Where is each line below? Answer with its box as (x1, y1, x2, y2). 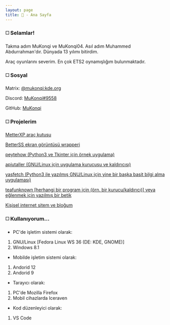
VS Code (12, 315, 32, 321)
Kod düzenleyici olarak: (12, 304, 62, 311)
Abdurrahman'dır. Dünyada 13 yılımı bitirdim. (5, 48, 99, 54)
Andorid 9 (12, 270, 34, 276)
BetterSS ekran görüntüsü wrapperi (5, 141, 80, 148)
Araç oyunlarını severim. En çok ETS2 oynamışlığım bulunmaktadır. (5, 58, 146, 65)
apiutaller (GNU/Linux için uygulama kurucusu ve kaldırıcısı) (5, 161, 132, 168)
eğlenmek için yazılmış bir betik (5, 192, 72, 198)
